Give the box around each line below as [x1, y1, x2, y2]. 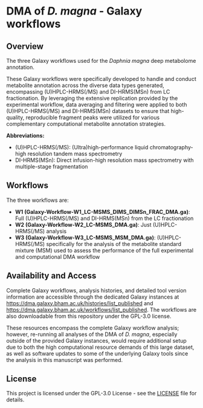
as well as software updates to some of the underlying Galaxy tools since [6, 349, 188, 357]
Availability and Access [6, 271, 97, 281]
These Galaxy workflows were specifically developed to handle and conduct [6, 76, 196, 82]
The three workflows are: [6, 196, 69, 204]
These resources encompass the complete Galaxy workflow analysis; [6, 324, 179, 331]
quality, [6, 114, 25, 121]
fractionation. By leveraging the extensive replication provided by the [6, 95, 178, 102]
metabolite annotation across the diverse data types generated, [6, 82, 164, 89]
